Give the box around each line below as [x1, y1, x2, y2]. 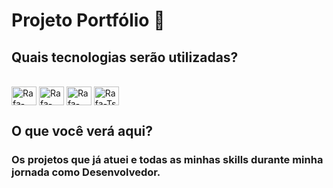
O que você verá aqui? [11, 123, 153, 140]
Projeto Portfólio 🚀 [11, 9, 166, 32]
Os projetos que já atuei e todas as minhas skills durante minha [11, 153, 324, 167]
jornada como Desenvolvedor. [11, 165, 161, 179]
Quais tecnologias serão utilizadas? [11, 49, 239, 66]
